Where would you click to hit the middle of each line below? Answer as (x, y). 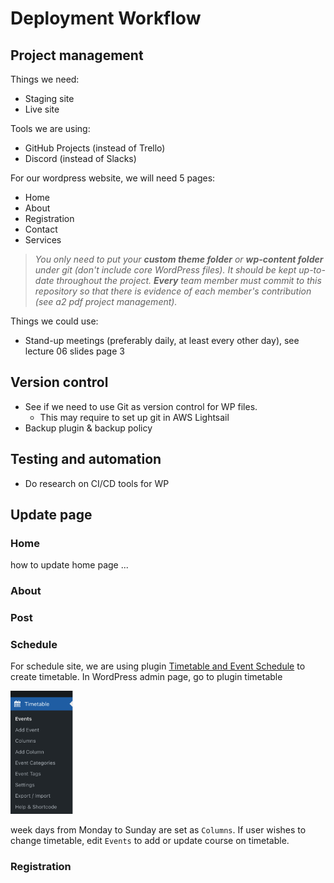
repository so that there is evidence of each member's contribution (173, 291)
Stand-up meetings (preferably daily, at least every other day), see (162, 340)
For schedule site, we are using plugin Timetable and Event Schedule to (158, 666)
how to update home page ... (69, 565)
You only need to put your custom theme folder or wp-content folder (179, 259)
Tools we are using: (50, 128)
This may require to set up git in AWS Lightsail (134, 417)
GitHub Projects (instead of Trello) (95, 148)
